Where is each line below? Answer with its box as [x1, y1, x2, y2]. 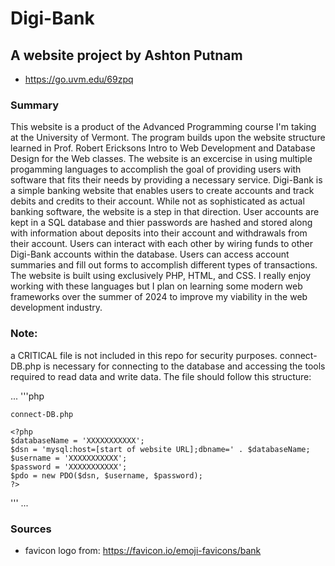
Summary [10, 98, 60, 112]
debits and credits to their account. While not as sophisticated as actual [10, 195, 305, 207]
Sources [10, 522, 52, 536]
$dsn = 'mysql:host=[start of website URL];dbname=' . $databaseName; [10, 444, 311, 454]
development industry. [10, 302, 103, 314]
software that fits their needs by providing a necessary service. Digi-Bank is [10, 174, 323, 186]
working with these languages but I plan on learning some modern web [10, 280, 303, 292]
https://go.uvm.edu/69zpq [24, 73, 134, 85]
